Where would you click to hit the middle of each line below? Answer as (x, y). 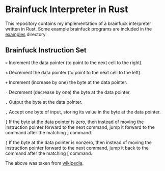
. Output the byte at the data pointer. (44, 102)
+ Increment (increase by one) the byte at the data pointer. (66, 82)
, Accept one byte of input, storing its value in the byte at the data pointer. (83, 112)
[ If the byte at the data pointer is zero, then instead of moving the (75, 122)
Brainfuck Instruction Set (46, 50)
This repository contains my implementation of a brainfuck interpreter (78, 23)
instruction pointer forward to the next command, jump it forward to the (80, 127)
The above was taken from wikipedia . (45, 163)
